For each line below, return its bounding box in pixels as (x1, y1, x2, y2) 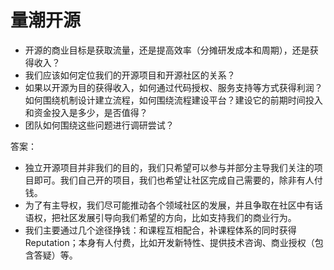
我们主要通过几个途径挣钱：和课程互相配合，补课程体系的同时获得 (24, 224, 297, 236)
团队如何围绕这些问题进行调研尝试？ (24, 119, 175, 131)
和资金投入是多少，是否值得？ (24, 106, 148, 118)
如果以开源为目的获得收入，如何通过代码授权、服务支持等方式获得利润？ (24, 81, 323, 93)
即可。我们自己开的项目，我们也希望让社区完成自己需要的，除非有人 (33, 174, 315, 186)
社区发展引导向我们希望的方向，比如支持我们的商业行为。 (59, 211, 297, 223)
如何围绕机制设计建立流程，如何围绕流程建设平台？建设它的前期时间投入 (24, 94, 323, 106)
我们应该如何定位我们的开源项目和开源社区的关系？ (24, 69, 236, 81)
